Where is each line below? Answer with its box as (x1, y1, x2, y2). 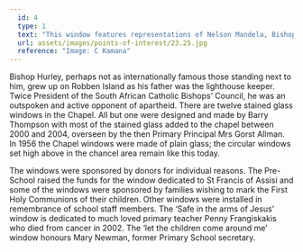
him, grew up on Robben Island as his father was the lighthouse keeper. (9, 81, 275, 92)
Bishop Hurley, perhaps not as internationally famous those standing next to (9, 71, 291, 82)
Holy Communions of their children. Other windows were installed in (9, 194, 263, 205)
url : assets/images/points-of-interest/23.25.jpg (17, 38, 207, 48)
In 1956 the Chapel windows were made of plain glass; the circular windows (9, 139, 291, 149)
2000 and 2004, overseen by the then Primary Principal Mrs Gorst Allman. (9, 129, 286, 139)
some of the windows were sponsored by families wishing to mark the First (9, 184, 289, 195)
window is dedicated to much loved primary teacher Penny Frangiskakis (9, 213, 277, 224)
